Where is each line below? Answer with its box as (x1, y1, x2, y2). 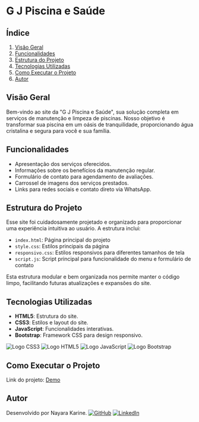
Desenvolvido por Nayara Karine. (6, 409, 87, 416)
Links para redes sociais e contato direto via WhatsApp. (14, 186, 151, 193)
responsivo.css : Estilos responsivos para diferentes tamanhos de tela (14, 249, 185, 257)
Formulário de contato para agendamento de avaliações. (14, 173, 153, 180)
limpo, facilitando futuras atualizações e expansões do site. (6, 280, 151, 287)
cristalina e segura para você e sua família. (6, 127, 111, 135)
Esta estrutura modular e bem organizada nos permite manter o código (6, 273, 180, 280)
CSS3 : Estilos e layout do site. (14, 319, 89, 326)
